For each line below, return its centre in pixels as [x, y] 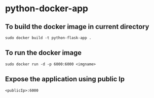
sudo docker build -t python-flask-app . [48, 38]
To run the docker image [43, 53]
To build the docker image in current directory [77, 27]
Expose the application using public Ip [65, 79]
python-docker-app [47, 9]
